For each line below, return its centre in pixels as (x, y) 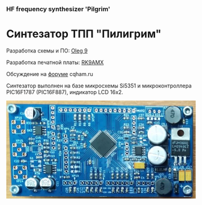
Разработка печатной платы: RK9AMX (55, 62)
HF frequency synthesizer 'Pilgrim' (58, 9)
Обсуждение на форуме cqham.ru (50, 74)
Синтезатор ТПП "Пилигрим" (84, 34)
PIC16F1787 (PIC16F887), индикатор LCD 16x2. (65, 92)
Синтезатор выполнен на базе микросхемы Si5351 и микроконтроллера (99, 86)
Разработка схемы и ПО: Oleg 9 (47, 51)
